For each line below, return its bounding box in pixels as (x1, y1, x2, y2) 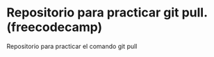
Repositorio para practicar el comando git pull (6, 42, 138, 50)
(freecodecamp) (6, 19, 103, 35)
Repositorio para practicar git (6, 5, 179, 21)
